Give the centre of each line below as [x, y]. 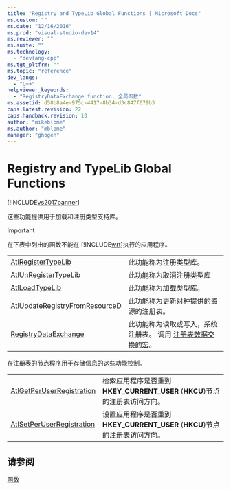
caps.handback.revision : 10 [47, 115]
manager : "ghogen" [33, 135]
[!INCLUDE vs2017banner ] [44, 203]
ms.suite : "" [26, 45]
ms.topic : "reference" [40, 71]
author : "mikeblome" [37, 122]
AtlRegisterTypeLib [41, 262]
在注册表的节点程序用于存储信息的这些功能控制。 [76, 363]
